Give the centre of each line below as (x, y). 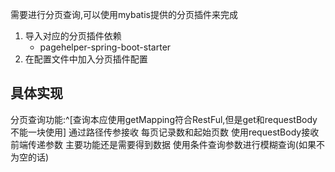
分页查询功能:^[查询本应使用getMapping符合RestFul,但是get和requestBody (164, 119)
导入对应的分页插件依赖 (73, 36)
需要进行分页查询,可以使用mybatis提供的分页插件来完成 (124, 14)
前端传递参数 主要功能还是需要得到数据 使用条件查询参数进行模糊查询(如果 (163, 144)
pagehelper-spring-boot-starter (105, 47)
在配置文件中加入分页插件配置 (86, 59)
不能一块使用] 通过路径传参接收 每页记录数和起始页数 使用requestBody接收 (165, 132)
